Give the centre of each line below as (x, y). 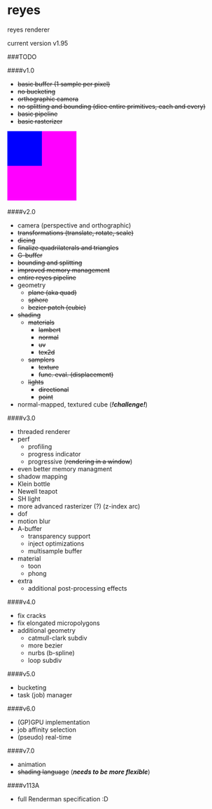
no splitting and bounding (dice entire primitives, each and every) (112, 106)
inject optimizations (56, 544)
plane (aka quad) (52, 292)
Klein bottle (34, 484)
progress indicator (54, 454)
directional (54, 389)
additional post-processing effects (77, 588)
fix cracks (32, 615)
